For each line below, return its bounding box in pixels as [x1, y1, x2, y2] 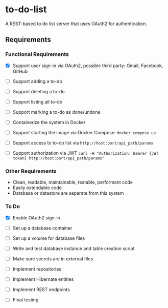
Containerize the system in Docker [12, 119, 86, 125]
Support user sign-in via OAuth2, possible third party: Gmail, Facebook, [12, 63, 163, 69]
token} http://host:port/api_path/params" [12, 156, 105, 161]
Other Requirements [5, 168, 57, 175]
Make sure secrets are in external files [12, 256, 93, 262]
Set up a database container [12, 224, 73, 231]
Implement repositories [12, 266, 62, 272]
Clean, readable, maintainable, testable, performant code [12, 179, 133, 186]
